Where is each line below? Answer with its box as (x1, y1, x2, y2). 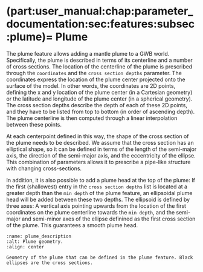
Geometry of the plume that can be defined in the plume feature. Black (6, 254, 193, 260)
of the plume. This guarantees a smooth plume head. (6, 221, 138, 228)
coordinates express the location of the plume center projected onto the (6, 76, 185, 83)
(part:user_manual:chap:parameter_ (6, 4, 193, 18)
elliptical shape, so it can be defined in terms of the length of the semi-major (6, 145, 197, 153)
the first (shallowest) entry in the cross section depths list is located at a (6, 183, 188, 190)
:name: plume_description (6, 233, 71, 239)
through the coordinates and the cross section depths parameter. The (6, 69, 182, 76)
